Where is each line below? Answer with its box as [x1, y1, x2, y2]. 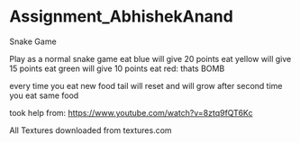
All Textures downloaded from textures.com [9, 124, 173, 136]
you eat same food [9, 90, 79, 101]
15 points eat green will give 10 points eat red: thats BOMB [9, 63, 225, 74]
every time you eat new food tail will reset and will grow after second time [9, 80, 283, 91]
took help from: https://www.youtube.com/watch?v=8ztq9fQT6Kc [9, 107, 253, 118]
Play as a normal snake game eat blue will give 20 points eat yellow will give [9, 53, 292, 64]
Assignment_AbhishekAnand [9, 6, 234, 27]
